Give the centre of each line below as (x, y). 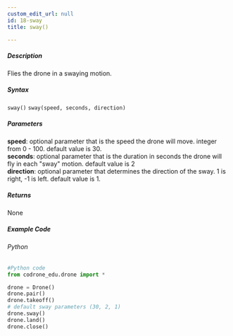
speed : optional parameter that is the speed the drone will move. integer (112, 141)
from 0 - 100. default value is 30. (55, 149)
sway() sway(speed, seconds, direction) (67, 108)
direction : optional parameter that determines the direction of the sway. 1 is (117, 172)
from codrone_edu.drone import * (56, 275)
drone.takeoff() (31, 301)
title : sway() (28, 27)
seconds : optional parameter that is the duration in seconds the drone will (115, 157)
